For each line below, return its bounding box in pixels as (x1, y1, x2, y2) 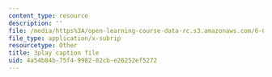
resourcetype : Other (8, 42, 79, 50)
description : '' (8, 19, 63, 27)
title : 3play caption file (8, 49, 100, 57)
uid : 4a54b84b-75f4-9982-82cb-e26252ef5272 (8, 57, 158, 65)
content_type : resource (8, 11, 89, 20)
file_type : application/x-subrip (8, 34, 121, 43)
